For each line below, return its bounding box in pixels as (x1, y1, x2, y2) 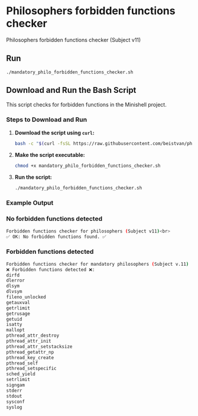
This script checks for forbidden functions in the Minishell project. (6, 101, 167, 108)
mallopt (6, 327, 25, 333)
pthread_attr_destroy (6, 333, 60, 338)
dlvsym (6, 289, 22, 295)
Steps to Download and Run (6, 115, 87, 124)
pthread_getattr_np (6, 349, 54, 355)
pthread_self (6, 360, 38, 366)
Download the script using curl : (14, 129, 95, 136)
